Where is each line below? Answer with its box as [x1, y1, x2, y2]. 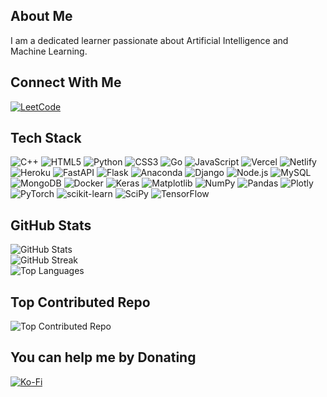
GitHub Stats [10, 217, 92, 234]
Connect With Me [10, 74, 122, 91]
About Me [10, 8, 73, 25]
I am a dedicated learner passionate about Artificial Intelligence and [10, 34, 289, 46]
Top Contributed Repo [10, 294, 151, 311]
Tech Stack [10, 130, 82, 147]
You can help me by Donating [10, 349, 197, 366]
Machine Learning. [10, 45, 88, 57]
